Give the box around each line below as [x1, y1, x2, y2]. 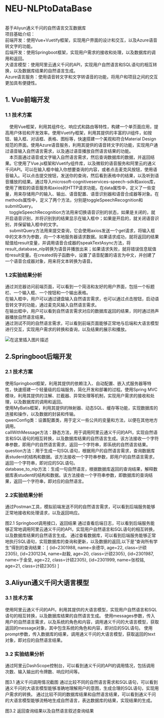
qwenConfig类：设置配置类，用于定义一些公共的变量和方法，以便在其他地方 [5, 417, 158, 423]
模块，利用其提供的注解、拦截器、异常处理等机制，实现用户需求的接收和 [5, 392, 150, 399]
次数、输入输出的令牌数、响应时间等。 [5, 669, 82, 674]
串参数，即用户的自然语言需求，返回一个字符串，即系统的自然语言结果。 [5, 441, 150, 448]
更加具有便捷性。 [5, 80, 40, 86]
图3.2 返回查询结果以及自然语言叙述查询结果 [5, 708, 94, 714]
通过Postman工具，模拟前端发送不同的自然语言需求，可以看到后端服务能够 [5, 503, 155, 509]
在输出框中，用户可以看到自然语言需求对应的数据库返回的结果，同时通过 [5, 308, 150, 314]
